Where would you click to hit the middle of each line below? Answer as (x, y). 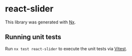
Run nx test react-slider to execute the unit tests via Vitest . (66, 48)
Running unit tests (33, 37)
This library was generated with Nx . (40, 22)
